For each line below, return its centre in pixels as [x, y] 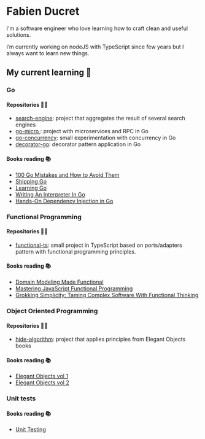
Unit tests [21, 398]
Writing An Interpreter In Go [50, 194]
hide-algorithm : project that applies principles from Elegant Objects [100, 340]
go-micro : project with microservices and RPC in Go [82, 131]
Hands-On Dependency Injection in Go [64, 201]
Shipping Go [31, 181]
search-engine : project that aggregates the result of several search [100, 118]
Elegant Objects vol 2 [42, 383]
